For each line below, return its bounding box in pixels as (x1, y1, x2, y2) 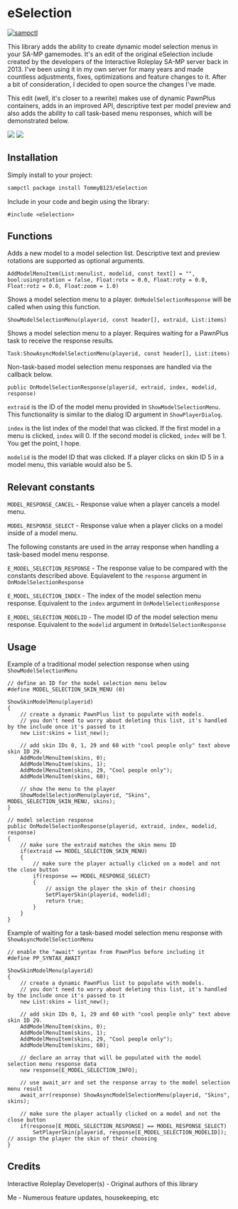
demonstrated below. (7, 116, 70, 125)
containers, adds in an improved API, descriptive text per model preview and (7, 101, 231, 109)
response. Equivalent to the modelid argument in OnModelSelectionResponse (7, 620, 227, 629)
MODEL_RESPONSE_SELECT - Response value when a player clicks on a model (7, 521, 223, 530)
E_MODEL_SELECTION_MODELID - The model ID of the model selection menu (7, 613, 218, 621)
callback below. (7, 370, 53, 379)
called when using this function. (7, 303, 101, 311)
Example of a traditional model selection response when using (7, 660, 190, 669)
